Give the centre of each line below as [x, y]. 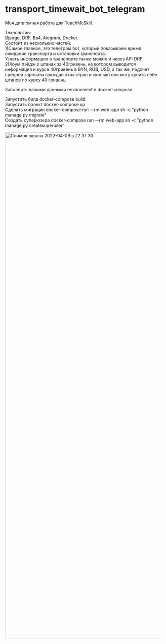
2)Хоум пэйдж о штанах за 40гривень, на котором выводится [71, 64]
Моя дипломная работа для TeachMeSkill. [49, 23]
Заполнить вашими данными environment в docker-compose [69, 89]
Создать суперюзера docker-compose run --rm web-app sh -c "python [79, 120]
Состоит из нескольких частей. [38, 43]
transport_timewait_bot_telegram [75, 9]
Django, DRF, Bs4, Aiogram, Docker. [42, 38]
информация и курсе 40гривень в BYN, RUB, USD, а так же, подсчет [77, 69]
